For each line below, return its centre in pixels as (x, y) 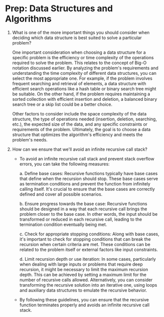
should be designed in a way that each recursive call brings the (83, 209)
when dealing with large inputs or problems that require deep (81, 264)
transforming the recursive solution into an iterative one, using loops (88, 285)
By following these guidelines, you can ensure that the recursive (84, 299)
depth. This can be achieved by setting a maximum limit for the (83, 274)
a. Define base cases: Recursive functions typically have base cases (89, 173)
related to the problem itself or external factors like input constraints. (89, 249)
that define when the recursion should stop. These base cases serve (89, 179)
